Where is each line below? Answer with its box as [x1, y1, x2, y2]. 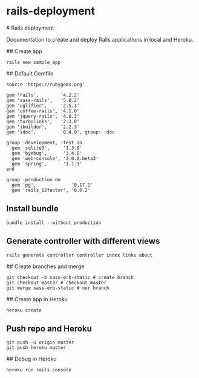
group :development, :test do [6, 139, 83, 146]
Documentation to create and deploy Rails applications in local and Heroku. [6, 36, 194, 43]
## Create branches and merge [6, 263, 85, 270]
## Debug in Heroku [6, 355, 57, 363]
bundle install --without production [6, 219, 102, 226]
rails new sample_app [6, 59, 61, 65]
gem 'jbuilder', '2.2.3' [6, 124, 80, 130]
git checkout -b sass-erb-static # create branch [6, 274, 134, 280]
